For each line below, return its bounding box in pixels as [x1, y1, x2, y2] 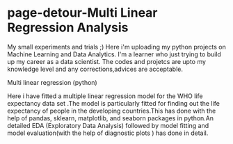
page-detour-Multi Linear [7, 5, 158, 21]
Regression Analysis [7, 19, 129, 35]
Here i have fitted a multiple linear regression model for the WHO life [7, 92, 203, 100]
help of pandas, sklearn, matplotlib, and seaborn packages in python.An [7, 113, 214, 122]
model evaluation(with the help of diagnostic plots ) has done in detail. [7, 129, 209, 137]
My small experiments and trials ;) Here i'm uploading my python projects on [7, 42, 226, 51]
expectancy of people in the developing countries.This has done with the [7, 106, 216, 115]
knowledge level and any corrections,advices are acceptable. [7, 65, 183, 73]
